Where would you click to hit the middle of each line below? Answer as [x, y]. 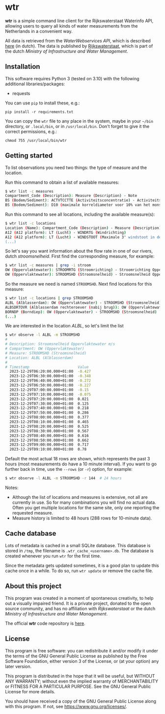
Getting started [29, 156]
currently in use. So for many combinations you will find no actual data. [84, 503]
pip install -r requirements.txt [39, 112]
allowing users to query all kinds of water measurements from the [72, 26]
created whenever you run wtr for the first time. [53, 556]
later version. [18, 666]
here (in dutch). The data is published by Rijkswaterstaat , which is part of [79, 46]
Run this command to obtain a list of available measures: [62, 182]
